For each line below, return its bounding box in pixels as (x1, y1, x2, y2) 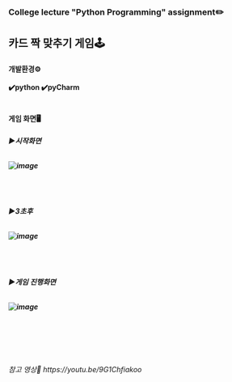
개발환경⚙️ (8, 64, 42, 74)
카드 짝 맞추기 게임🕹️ (8, 36, 105, 50)
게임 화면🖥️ (8, 113, 41, 123)
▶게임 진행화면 (8, 277, 57, 286)
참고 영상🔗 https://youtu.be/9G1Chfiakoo (8, 365, 142, 375)
